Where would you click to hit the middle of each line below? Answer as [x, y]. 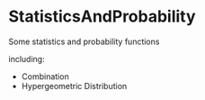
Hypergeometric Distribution [74, 86]
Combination [45, 76]
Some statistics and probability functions [84, 41]
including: [27, 59]
